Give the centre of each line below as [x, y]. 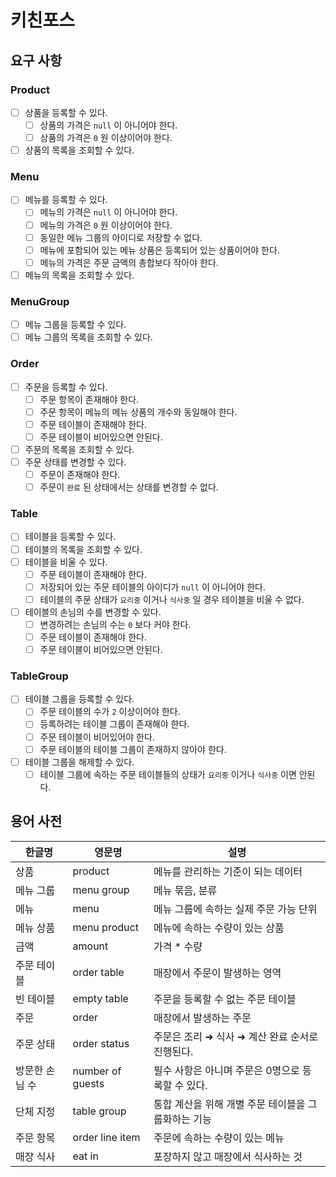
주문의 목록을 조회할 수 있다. [79, 449]
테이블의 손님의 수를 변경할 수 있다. [93, 612]
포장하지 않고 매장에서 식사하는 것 [228, 1156]
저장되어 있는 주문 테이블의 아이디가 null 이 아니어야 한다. [153, 587]
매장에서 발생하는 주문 [202, 1018]
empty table [100, 998]
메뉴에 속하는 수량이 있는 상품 [219, 928]
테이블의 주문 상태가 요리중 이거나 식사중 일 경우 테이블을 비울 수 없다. [172, 599]
